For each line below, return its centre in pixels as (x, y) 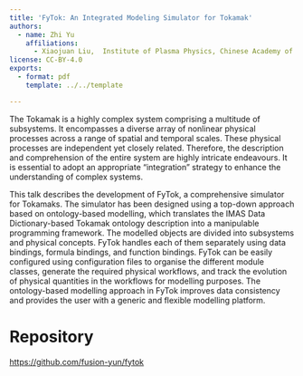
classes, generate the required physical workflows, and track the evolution (148, 271)
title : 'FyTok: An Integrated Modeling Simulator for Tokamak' (131, 18)
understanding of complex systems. (76, 177)
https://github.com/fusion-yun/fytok (77, 362)
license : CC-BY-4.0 (46, 60)
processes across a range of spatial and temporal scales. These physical (145, 138)
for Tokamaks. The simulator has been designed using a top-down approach (152, 204)
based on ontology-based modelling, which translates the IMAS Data (137, 213)
